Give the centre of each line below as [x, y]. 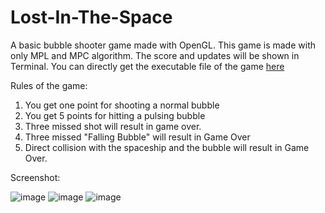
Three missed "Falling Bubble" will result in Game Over [137, 137]
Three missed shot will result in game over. [113, 126]
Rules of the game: [49, 85]
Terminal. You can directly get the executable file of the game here [147, 66]
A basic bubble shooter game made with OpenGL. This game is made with [163, 45]
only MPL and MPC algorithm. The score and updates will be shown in [155, 55]
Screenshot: [35, 177]
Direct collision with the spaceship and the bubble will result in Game [167, 147]
